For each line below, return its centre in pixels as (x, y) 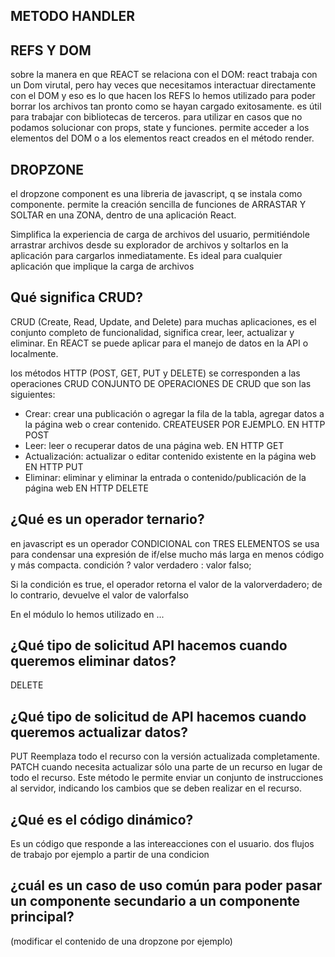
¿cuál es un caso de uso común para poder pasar (166, 885)
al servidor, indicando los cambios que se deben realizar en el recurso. (156, 788)
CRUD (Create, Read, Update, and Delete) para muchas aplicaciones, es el (163, 321)
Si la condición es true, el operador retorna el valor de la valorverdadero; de (166, 584)
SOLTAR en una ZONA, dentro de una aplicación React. (123, 215)
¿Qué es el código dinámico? (102, 819)
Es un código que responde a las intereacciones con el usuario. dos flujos (162, 844)
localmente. (34, 353)
